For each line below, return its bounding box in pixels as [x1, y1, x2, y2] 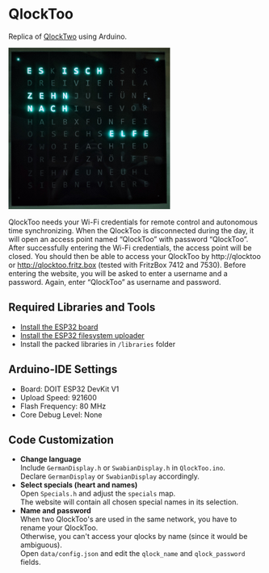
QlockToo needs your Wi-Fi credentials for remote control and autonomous [8, 217, 258, 227]
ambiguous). [19, 540, 62, 550]
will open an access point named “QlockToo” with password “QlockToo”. [8, 234, 249, 244]
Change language [19, 454, 82, 464]
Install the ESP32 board [19, 322, 99, 332]
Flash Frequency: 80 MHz [19, 401, 107, 411]
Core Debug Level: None [19, 409, 103, 420]
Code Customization [8, 433, 115, 446]
